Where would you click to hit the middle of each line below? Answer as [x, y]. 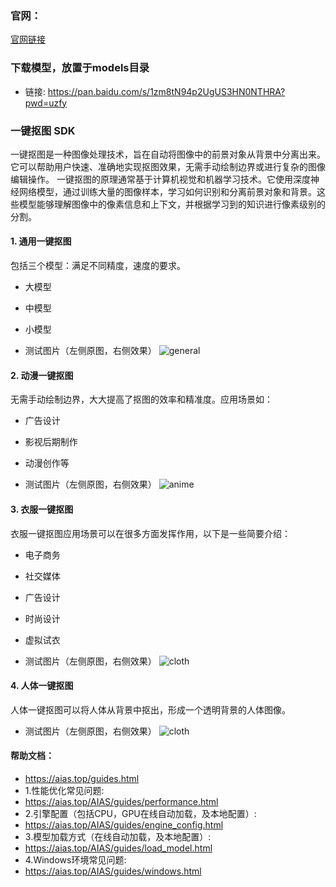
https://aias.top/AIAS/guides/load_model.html [118, 848]
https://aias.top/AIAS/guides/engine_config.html [124, 824]
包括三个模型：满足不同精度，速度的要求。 [98, 266]
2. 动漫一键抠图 [42, 375]
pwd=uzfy [46, 103]
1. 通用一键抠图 [41, 241]
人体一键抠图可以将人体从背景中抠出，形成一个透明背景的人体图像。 [150, 709]
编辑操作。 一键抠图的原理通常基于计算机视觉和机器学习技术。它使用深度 [160, 179]
